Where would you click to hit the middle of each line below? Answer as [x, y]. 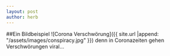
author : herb [22, 17]
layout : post [22, 11]
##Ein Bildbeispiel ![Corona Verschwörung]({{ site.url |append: [82, 34]
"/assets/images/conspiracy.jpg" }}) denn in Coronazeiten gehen [85, 40]
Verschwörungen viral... [35, 46]
